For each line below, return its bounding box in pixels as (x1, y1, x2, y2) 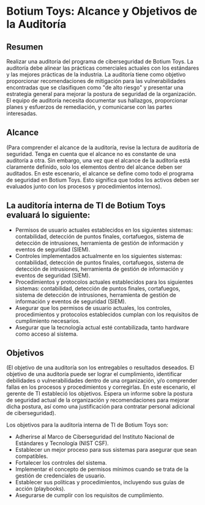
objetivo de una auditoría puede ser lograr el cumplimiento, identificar (6, 370, 182, 378)
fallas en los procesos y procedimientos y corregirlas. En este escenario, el (6, 383, 196, 391)
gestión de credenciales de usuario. (15, 472, 106, 479)
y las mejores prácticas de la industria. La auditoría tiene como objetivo (6, 71, 186, 78)
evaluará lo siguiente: (6, 210, 91, 221)
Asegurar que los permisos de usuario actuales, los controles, (15, 304, 172, 311)
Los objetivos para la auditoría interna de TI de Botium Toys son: (6, 421, 169, 429)
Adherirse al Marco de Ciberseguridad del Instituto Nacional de (15, 433, 175, 441)
